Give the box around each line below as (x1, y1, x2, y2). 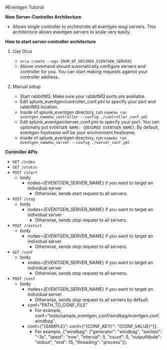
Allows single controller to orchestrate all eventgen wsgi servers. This (12, 23, 156, 29)
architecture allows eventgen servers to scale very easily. (12, 29, 131, 34)
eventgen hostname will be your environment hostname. (19, 129, 136, 135)
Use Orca (12, 48, 32, 54)
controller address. (19, 74, 59, 79)
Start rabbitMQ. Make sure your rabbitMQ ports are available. (19, 93, 146, 99)
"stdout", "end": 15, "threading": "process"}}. (34, 339, 127, 345)
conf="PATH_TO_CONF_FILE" (27, 302, 88, 308)
